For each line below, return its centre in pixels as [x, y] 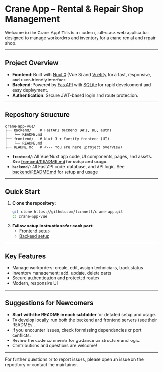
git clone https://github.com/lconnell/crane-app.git [67, 212]
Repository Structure [38, 115]
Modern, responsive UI [35, 283]
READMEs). [24, 325]
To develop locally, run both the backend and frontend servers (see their [84, 320]
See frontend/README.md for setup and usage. [60, 162]
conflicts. [21, 335]
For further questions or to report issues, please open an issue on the [74, 359]
